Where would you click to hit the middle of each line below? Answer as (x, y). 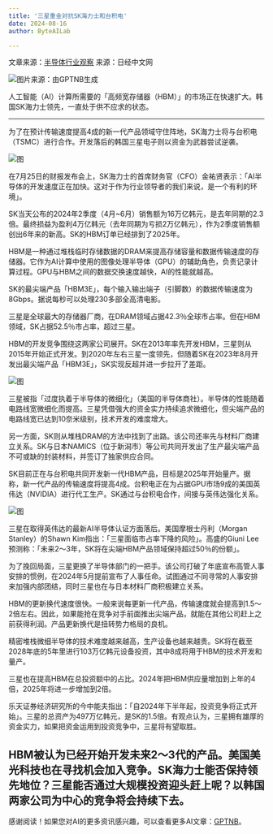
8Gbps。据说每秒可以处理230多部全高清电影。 (87, 299)
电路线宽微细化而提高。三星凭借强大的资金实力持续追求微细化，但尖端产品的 (136, 409)
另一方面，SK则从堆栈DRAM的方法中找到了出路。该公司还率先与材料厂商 (130, 436)
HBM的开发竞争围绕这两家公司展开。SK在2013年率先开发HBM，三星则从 (130, 344)
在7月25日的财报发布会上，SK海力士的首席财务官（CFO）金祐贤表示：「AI (132, 176)
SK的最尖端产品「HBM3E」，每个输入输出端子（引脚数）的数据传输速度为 (131, 289)
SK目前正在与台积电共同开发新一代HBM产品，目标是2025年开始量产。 (126, 474)
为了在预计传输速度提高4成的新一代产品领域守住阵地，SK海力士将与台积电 (133, 132)
